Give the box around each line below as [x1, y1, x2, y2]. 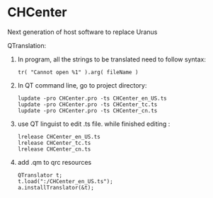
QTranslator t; [17, 171, 63, 179]
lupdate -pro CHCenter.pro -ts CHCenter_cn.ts [17, 107, 158, 114]
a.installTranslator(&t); [17, 184, 94, 191]
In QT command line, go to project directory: [17, 81, 147, 89]
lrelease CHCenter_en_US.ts [17, 133, 100, 140]
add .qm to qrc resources [17, 158, 92, 166]
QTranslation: [7, 41, 47, 49]
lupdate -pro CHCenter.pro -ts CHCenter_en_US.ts [17, 95, 168, 102]
